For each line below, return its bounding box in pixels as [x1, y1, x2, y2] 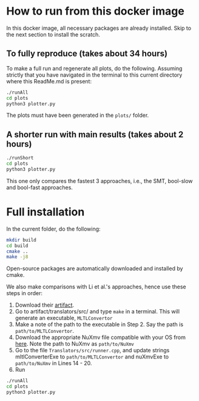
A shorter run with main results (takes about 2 [6, 129, 184, 139]
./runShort [6, 155, 34, 161]
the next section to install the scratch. [6, 30, 100, 38]
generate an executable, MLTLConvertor [15, 315, 113, 322]
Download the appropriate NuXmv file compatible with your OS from [15, 333, 186, 341]
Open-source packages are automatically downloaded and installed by [6, 265, 183, 272]
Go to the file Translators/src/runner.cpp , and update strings [15, 347, 170, 354]
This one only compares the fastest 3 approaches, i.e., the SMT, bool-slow [6, 177, 193, 184]
